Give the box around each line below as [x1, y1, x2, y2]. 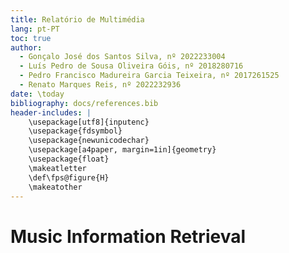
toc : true [10, 33, 52, 43]
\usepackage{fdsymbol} [28, 126, 123, 136]
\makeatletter [28, 163, 87, 173]
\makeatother [28, 182, 83, 192]
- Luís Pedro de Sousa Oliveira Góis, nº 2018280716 [19, 61, 244, 71]
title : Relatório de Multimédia [10, 14, 145, 25]
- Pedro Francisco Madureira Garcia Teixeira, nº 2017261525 [19, 71, 280, 81]
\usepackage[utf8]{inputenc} [28, 117, 150, 127]
